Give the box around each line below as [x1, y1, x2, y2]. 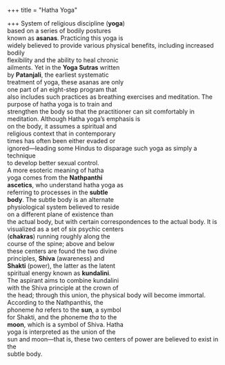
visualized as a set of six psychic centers [7, 225, 124, 233]
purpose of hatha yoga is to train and [7, 100, 112, 108]
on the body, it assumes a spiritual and [7, 122, 117, 130]
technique [7, 151, 36, 160]
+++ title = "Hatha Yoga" [7, 6, 78, 14]
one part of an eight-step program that [7, 86, 117, 93]
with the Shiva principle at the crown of [7, 283, 119, 292]
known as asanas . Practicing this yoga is [7, 34, 124, 42]
